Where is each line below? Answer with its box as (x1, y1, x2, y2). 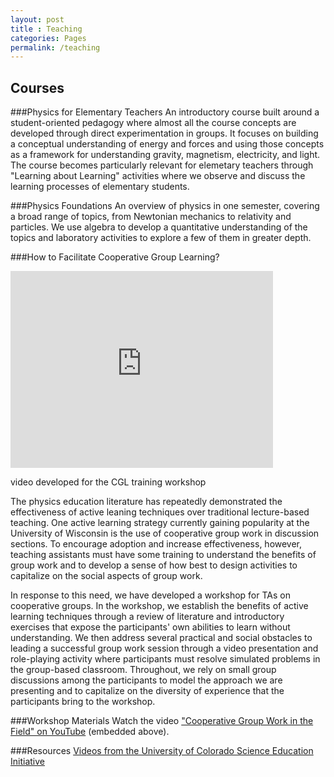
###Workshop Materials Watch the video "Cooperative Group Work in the (10, 715, 314, 727)
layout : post (10, 14, 65, 25)
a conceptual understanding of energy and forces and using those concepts (10, 138, 325, 150)
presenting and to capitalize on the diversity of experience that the (10, 685, 285, 697)
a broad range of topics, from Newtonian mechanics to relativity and (10, 211, 292, 223)
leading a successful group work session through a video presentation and (10, 642, 319, 655)
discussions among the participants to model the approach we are (10, 674, 283, 686)
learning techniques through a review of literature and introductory (10, 611, 285, 623)
